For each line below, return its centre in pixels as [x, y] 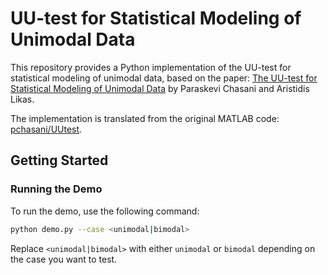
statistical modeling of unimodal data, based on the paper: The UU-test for [164, 78]
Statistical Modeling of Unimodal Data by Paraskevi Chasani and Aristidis [160, 88]
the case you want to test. [64, 259]
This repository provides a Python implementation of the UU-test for [151, 67]
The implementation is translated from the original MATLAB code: [145, 118]
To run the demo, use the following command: [105, 211]
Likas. [22, 99]
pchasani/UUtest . [46, 129]
